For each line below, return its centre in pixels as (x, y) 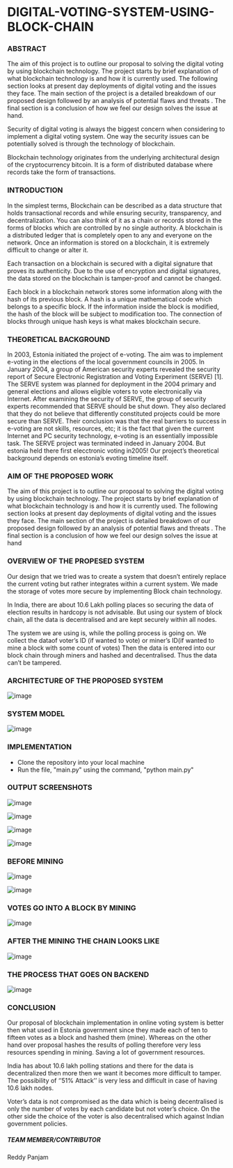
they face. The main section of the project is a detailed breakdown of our (112, 93)
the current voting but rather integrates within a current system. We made (113, 584)
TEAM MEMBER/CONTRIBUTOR (54, 1139)
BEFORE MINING (35, 861)
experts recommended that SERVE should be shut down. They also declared (116, 406)
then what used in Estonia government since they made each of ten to (107, 1030)
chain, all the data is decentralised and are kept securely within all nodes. (112, 619)
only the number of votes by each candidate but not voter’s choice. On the (114, 1109)
